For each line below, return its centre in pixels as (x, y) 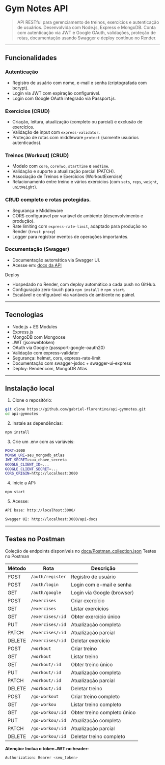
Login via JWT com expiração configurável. (56, 93)
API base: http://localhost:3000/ (41, 510)
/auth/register (48, 576)
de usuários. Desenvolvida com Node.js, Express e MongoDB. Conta (86, 27)
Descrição (103, 568)
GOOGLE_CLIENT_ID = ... (27, 464)
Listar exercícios (90, 609)
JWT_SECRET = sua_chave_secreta (36, 460)
